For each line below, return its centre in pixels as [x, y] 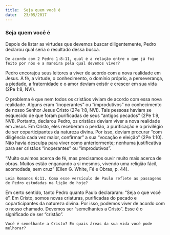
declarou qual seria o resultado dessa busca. [53, 49]
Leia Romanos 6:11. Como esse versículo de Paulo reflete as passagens [83, 178]
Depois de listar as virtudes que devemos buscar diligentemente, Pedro [81, 44]
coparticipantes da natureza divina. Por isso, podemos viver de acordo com [85, 203]
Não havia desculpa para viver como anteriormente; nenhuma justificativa [83, 143]
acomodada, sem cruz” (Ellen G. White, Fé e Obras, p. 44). [67, 169]
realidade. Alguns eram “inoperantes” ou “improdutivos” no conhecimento [83, 104]
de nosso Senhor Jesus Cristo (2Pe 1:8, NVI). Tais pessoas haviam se [79, 110]
